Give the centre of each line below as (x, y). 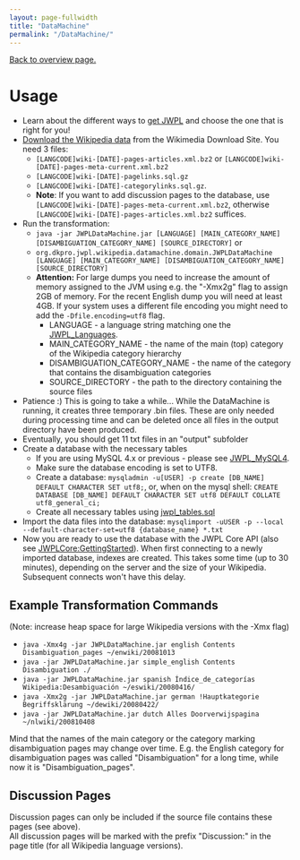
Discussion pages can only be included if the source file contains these (141, 817)
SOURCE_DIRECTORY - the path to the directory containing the (165, 383)
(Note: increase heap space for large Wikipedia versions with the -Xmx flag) (149, 627)
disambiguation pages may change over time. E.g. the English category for (147, 748)
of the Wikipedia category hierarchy (115, 354)
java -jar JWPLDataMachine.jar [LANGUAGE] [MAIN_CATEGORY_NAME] (158, 234)
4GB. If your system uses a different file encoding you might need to (162, 306)
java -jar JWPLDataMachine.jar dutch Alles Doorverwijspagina (141, 714)
